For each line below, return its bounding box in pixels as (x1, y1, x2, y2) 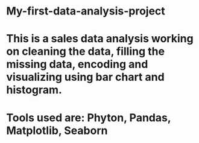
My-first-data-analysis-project (6, 4, 166, 18)
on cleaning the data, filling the (6, 45, 165, 59)
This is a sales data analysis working (6, 32, 194, 46)
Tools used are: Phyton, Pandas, (6, 110, 171, 124)
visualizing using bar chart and (6, 71, 165, 84)
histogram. (6, 83, 62, 97)
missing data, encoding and (6, 57, 148, 71)
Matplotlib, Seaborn (6, 124, 108, 137)
